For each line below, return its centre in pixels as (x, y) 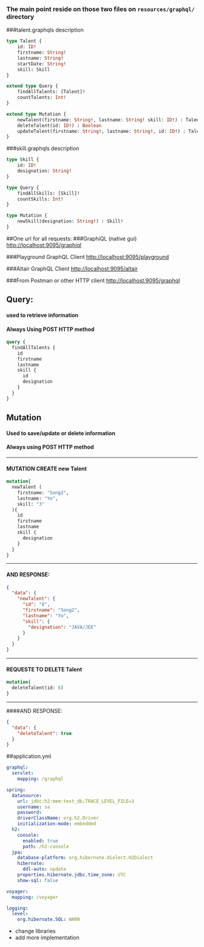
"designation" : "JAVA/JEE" (62, 627)
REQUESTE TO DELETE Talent (44, 669)
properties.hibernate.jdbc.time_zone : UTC (72, 875)
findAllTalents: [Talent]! (51, 92)
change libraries (35, 931)
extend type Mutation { (36, 114)
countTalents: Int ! (42, 98)
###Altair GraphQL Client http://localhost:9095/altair (72, 268)
